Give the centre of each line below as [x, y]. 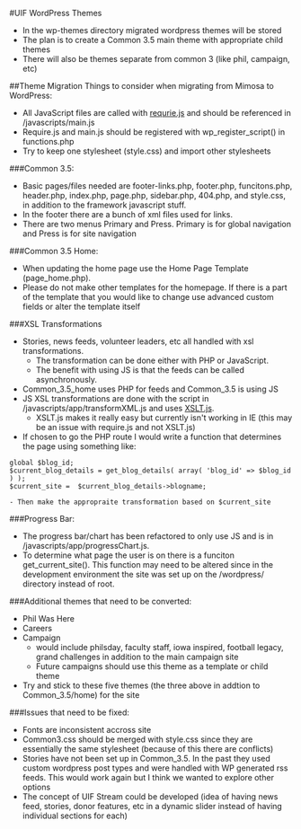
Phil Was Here [48, 618]
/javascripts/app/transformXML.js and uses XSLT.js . [118, 408]
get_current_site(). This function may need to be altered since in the [148, 564]
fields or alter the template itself [81, 306]
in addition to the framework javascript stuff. [104, 205]
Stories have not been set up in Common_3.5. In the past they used [146, 758]
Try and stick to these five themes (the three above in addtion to [141, 685]
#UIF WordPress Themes [56, 13]
